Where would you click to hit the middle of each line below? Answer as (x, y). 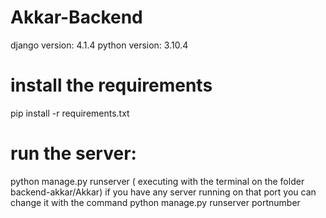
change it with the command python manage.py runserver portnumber (155, 202)
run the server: (73, 153)
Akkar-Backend (76, 17)
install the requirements (111, 85)
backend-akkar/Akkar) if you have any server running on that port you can (163, 192)
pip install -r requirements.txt (70, 113)
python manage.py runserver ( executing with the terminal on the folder (157, 181)
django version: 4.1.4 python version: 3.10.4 (99, 45)
